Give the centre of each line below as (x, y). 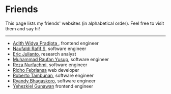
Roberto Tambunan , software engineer (53, 75)
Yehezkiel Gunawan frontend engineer (53, 86)
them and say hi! (23, 28)
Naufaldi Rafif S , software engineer (49, 49)
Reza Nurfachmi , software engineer (50, 65)
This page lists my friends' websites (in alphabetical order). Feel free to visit (85, 23)
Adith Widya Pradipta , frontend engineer (56, 43)
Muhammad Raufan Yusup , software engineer (61, 59)
